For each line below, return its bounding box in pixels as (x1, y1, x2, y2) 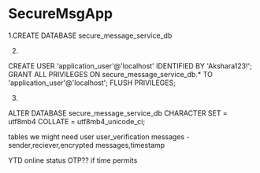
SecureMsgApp (8, 5, 113, 23)
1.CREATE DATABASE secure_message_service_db (8, 31, 173, 40)
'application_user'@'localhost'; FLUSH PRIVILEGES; (8, 78, 176, 87)
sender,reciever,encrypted (8, 140, 95, 149)
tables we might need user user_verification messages (8, 131, 185, 142)
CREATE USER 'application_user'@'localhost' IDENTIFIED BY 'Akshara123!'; (8, 61, 252, 71)
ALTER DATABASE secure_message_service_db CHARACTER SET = (8, 108, 228, 118)
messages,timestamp (95, 140, 165, 149)
